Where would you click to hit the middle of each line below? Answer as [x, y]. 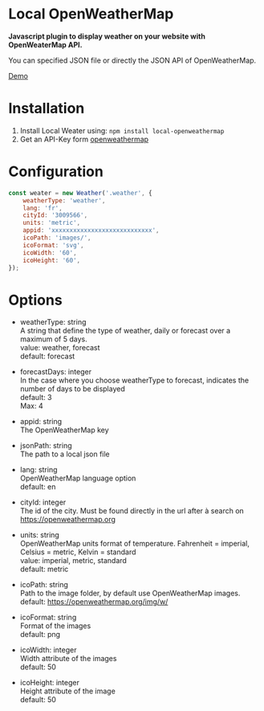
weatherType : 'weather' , [64, 200]
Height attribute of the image [68, 691]
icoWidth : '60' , [50, 253]
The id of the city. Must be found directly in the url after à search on [132, 511]
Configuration [56, 172]
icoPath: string [44, 585]
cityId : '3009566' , [55, 215]
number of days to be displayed [73, 389]
